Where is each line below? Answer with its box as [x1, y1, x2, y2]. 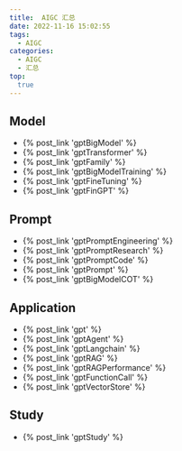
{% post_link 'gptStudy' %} [22, 431, 123, 442]
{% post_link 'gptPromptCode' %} [22, 254, 149, 266]
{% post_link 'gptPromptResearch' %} [22, 245, 164, 256]
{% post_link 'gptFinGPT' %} [22, 186, 129, 197]
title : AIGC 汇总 [9, 13, 76, 23]
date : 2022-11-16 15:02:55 [9, 22, 111, 31]
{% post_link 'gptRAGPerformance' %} [22, 363, 167, 373]
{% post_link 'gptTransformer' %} [22, 147, 148, 158]
